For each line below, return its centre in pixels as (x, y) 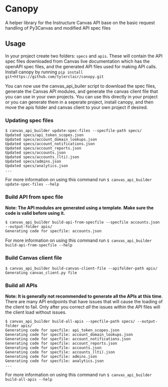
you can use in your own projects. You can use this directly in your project (81, 96)
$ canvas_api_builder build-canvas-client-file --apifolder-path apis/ (81, 268)
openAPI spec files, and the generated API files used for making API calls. (81, 66)
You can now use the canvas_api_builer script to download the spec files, (81, 86)
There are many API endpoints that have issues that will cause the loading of (84, 301)
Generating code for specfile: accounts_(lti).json (60, 352)
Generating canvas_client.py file (41, 273)
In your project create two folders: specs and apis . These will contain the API (84, 56)
